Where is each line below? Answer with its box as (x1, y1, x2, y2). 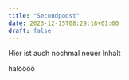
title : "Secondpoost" (8, 11, 80, 20)
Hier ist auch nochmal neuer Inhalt (8, 49, 121, 58)
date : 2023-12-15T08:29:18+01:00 (8, 19, 119, 27)
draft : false (8, 26, 52, 34)
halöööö (8, 64, 36, 74)
